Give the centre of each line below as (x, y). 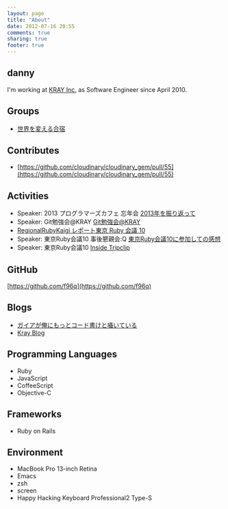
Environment (35, 452)
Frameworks (35, 415)
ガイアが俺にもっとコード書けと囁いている (77, 325)
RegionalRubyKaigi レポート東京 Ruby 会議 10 (81, 230)
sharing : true (27, 39)
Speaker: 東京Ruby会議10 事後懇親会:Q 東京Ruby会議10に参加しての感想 (119, 239)
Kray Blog (31, 333)
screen (27, 490)
